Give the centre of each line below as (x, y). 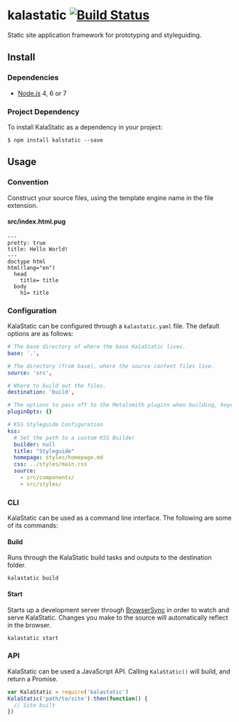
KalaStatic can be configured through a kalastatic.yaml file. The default (113, 326)
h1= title (35, 293)
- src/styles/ (41, 484)
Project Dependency (43, 112)
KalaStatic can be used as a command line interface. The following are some (119, 518)
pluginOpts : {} (30, 412)
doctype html (27, 261)
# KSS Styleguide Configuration (55, 425)
